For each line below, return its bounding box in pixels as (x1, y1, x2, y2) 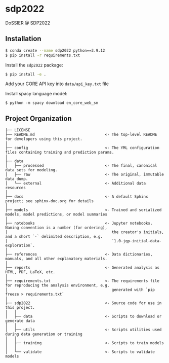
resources (5, 186, 26, 191)
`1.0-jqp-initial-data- (111, 239, 162, 244)
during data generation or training (5, 332, 82, 337)
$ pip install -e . (5, 71, 47, 77)
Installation (5, 34, 41, 43)
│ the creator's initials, (5, 230, 164, 235)
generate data (5, 318, 35, 323)
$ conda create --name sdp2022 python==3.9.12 (5, 48, 105, 53)
